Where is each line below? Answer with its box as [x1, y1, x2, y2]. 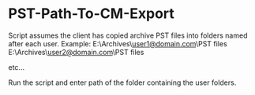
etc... [8, 62, 25, 71]
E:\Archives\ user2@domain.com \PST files [8, 47, 144, 57]
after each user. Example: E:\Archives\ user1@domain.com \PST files [8, 38, 227, 48]
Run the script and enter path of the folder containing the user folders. [8, 78, 237, 87]
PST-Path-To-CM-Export [8, 5, 175, 23]
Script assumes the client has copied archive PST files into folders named [8, 31, 248, 40]
